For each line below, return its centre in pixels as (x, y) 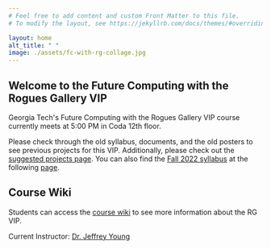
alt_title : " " (34, 45)
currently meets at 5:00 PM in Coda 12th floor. (85, 126)
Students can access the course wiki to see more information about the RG (133, 212)
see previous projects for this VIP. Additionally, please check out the (122, 150)
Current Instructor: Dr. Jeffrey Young (69, 236)
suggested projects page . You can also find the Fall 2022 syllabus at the (128, 159)
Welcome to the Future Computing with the (119, 85)
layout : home (30, 38)
